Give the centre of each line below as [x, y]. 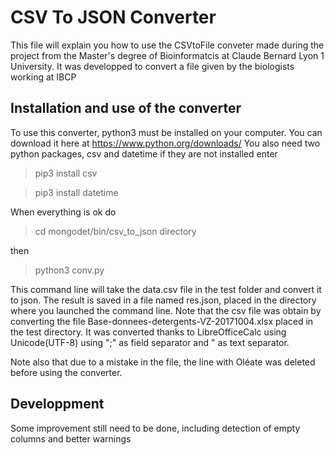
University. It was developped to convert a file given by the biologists [152, 66]
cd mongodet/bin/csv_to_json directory [115, 231]
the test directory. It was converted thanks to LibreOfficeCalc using [148, 332]
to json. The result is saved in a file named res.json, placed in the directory [163, 300]
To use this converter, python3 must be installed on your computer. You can [166, 132]
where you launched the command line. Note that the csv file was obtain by [166, 310]
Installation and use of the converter [126, 108]
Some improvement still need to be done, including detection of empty [155, 428]
